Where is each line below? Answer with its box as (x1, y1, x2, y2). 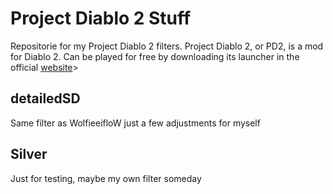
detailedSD (10, 90, 81, 107)
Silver (10, 146, 48, 163)
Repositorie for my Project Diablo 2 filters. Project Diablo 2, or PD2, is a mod (10, 40, 324, 52)
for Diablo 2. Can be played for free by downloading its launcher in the (10, 50, 300, 62)
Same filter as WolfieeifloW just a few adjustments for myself (10, 117, 261, 129)
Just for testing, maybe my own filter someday (10, 172, 202, 184)
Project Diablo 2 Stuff (10, 7, 192, 30)
